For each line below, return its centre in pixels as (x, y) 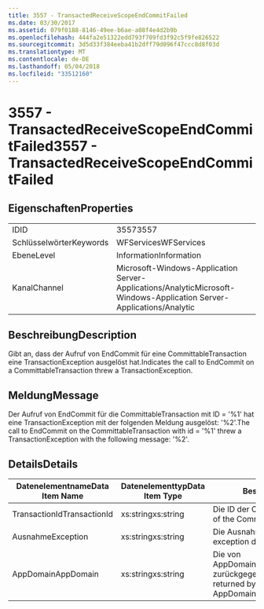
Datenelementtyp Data (163, 486)
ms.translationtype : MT (47, 52)
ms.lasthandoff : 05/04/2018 (54, 67)
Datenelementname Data (63, 486)
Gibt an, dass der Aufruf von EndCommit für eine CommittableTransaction (128, 354)
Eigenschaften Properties (71, 209)
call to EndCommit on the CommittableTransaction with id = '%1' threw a (125, 431)
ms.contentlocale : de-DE (49, 60)
